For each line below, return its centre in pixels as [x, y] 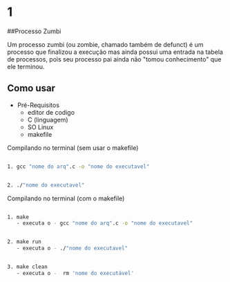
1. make [18, 217]
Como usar [31, 88]
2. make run [24, 242]
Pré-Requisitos [38, 105]
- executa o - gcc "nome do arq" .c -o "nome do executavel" [105, 223]
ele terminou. [26, 66]
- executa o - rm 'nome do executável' [75, 273]
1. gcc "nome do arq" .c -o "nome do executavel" [78, 167]
